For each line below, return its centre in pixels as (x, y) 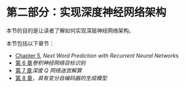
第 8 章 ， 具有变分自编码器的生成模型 (61, 78)
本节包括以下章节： (30, 43)
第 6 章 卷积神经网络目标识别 (51, 63)
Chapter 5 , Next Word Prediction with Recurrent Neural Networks (97, 55)
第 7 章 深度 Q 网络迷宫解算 (48, 70)
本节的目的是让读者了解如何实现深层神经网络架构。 (70, 30)
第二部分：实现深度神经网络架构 (86, 12)
